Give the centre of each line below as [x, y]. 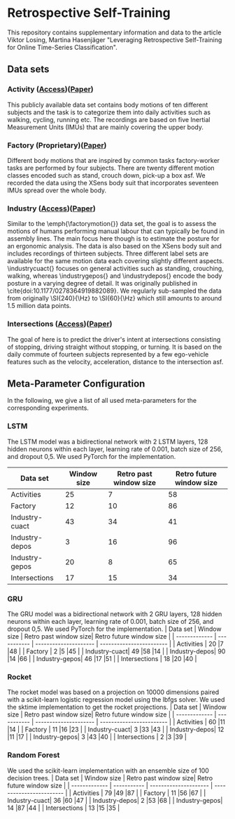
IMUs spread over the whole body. [57, 190]
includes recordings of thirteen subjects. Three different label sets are [108, 253]
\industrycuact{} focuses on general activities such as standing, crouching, [115, 269]
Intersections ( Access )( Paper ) [60, 324]
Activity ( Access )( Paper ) [50, 89]
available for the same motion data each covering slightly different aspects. [116, 261]
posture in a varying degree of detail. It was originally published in [102, 284]
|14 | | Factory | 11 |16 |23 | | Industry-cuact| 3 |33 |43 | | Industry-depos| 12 [116, 730]
